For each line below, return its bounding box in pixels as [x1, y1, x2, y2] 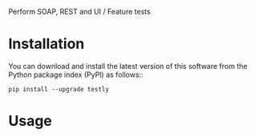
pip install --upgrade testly [8, 85, 110, 93]
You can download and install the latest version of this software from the [8, 61, 248, 71]
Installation [8, 35, 85, 53]
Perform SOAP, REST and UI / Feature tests [8, 7, 151, 16]
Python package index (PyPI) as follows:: [8, 70, 144, 79]
